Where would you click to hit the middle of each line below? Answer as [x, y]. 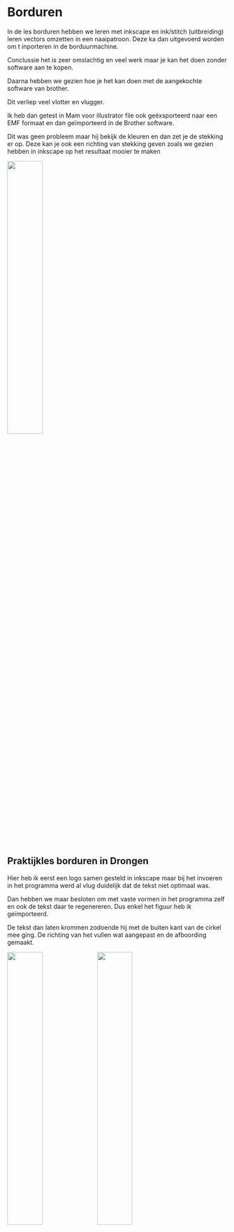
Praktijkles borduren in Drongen [78, 861]
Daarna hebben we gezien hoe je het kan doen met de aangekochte [105, 80]
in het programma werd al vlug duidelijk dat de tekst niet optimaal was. [109, 885]
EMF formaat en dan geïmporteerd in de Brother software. [91, 122]
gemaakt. [21, 942]
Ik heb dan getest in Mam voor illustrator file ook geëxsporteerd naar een [112, 115]
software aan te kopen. [41, 67]
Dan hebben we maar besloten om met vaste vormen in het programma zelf [116, 898]
